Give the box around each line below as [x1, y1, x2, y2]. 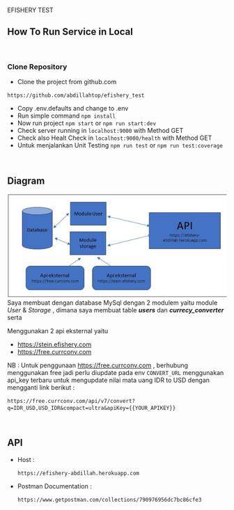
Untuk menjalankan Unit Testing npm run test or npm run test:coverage [17, 141, 223, 150]
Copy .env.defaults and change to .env [17, 104, 129, 113]
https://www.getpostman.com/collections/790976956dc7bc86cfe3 [17, 496, 202, 503]
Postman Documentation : [17, 481, 92, 490]
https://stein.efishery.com [17, 340, 92, 349]
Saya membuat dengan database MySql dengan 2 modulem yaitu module [7, 298, 218, 307]
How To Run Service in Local [7, 26, 134, 38]
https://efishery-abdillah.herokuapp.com [17, 470, 139, 477]
